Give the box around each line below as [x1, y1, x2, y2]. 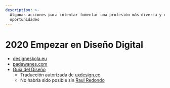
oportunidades [10, 17, 39, 22]
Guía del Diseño [12, 67, 46, 73]
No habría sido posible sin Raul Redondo [20, 77, 105, 83]
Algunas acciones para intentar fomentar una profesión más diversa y [10, 12, 162, 17]
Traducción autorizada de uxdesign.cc [20, 72, 101, 78]
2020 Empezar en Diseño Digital [5, 39, 143, 50]
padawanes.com [12, 61, 48, 67]
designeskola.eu [12, 55, 47, 62]
